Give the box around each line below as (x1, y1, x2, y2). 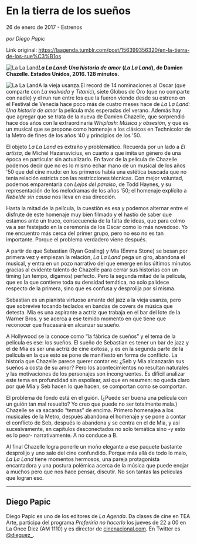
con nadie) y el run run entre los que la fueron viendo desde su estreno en (6, 94, 186, 101)
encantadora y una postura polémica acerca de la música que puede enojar (6, 462, 189, 469)
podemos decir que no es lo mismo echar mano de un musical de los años (6, 162, 186, 169)
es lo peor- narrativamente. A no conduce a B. (6, 432, 118, 439)
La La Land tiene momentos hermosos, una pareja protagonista (6, 455, 160, 463)
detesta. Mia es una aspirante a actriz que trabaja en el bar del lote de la (6, 309, 181, 316)
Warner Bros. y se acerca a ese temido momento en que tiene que (6, 315, 166, 322)
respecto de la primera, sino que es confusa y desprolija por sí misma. (6, 284, 176, 292)
